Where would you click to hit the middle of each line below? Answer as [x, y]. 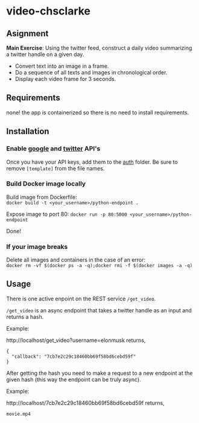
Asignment [27, 34]
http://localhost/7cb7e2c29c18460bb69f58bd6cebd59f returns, [85, 402]
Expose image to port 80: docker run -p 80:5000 [67, 214]
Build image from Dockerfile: [42, 197]
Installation [28, 131]
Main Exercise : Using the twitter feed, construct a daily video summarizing [99, 48]
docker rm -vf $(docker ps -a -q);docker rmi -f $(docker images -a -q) [99, 266]
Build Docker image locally [46, 184]
